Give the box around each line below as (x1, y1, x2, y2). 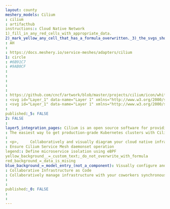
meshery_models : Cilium (5, 12, 56, 17)
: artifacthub (5, 21, 35, 27)
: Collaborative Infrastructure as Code (5, 168, 92, 173)
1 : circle (5, 54, 26, 60)
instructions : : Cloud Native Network (5, 26, 85, 31)
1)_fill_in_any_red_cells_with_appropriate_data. (5, 31, 112, 36)
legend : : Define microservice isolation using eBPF (5, 149, 116, 154)
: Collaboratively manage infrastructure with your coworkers (5, 172, 139, 178)
